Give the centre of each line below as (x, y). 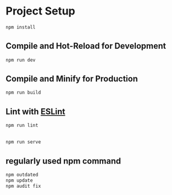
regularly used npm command (63, 161)
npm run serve (24, 142)
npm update (19, 180)
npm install (21, 27)
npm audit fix (24, 186)
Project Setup (41, 11)
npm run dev (21, 60)
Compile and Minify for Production (72, 79)
